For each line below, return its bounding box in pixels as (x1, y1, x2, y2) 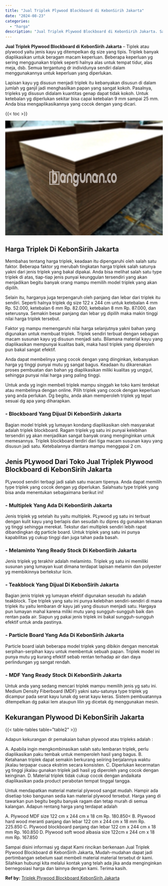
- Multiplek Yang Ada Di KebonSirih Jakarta (5, 501, 112, 508)
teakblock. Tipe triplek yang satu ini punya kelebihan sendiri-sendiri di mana (5, 598, 162, 604)
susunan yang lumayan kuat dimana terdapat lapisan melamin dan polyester (5, 563, 161, 569)
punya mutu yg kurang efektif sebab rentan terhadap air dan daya (5, 653, 141, 659)
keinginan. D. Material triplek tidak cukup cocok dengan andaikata (5, 772, 141, 778)
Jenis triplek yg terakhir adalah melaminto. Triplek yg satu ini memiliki (5, 558, 148, 564)
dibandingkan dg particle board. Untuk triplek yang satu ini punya (5, 529, 140, 535)
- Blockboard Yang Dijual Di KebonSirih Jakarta (5, 410, 121, 417)
